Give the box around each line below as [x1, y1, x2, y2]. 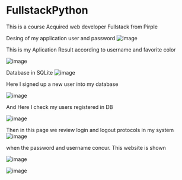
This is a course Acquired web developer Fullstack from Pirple [6, 23, 158, 30]
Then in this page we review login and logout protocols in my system [6, 126, 174, 133]
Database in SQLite [6, 69, 53, 76]
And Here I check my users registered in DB [6, 103, 113, 110]
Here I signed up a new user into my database [6, 81, 119, 88]
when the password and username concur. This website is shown [6, 144, 166, 151]
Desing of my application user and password [6, 34, 116, 41]
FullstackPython [6, 4, 88, 17]
